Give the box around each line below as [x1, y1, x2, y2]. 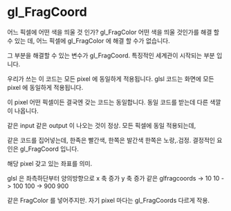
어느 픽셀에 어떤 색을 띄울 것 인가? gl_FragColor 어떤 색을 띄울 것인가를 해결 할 [7, 28, 220, 36]
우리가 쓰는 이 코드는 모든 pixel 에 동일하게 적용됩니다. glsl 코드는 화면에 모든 [7, 74, 214, 83]
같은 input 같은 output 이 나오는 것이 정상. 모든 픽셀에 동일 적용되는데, [7, 121, 196, 129]
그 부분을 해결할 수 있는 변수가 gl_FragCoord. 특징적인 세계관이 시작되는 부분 [7, 51, 216, 59]
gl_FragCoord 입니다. [19, 145, 80, 153]
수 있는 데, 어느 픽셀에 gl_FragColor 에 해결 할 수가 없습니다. [7, 36, 171, 45]
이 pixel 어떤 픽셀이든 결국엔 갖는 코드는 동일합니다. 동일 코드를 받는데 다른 [7, 98, 209, 106]
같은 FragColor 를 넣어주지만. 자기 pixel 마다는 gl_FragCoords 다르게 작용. [7, 196, 210, 204]
